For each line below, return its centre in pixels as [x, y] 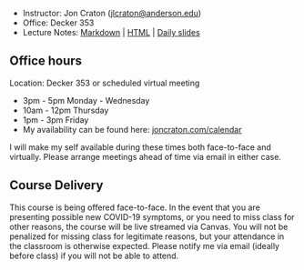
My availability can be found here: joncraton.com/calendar [132, 129]
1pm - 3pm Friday [56, 120]
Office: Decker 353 [58, 23]
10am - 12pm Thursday [66, 110]
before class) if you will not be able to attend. [94, 255]
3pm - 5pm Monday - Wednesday [86, 100]
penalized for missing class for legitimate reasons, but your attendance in [147, 236]
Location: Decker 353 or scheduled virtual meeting [105, 83]
